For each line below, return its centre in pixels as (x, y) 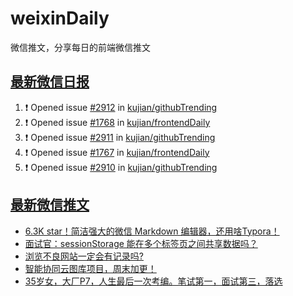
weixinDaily (60, 18)
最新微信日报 (50, 82)
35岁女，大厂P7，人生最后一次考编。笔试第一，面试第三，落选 (153, 281)
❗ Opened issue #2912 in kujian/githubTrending (121, 107)
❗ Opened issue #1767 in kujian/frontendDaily (117, 152)
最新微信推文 (50, 205)
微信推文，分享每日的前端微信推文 (80, 47)
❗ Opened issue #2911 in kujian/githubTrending (120, 137)
